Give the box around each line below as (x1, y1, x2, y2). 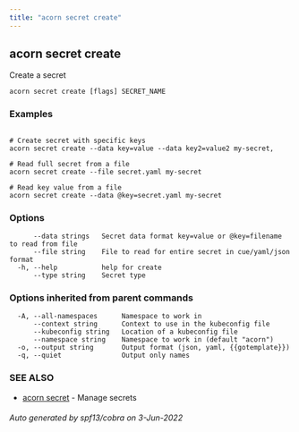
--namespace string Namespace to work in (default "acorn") (32, 335, 275, 344)
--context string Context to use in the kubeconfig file (32, 319, 270, 329)
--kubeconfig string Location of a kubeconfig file (32, 327, 239, 336)
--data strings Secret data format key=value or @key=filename (32, 232, 282, 241)
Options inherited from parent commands (9, 292, 194, 304)
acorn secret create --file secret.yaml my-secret (9, 167, 202, 176)
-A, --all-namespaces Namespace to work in (17, 312, 202, 321)
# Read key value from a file (9, 182, 123, 192)
